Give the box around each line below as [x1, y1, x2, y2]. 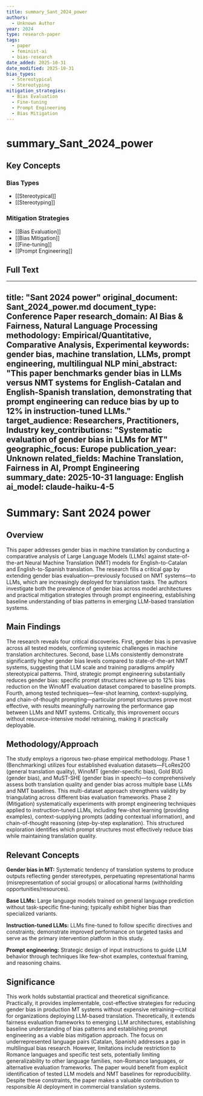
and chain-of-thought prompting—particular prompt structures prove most [6, 695, 192, 703]
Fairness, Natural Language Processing [6, 321, 158, 331]
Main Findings [6, 622, 61, 632]
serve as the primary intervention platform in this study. [6, 935, 144, 942]
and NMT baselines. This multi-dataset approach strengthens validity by [6, 787, 186, 795]
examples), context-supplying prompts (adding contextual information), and [6, 813, 195, 820]
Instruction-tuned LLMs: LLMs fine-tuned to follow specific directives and [6, 922, 192, 929]
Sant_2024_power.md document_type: [6, 301, 156, 312]
